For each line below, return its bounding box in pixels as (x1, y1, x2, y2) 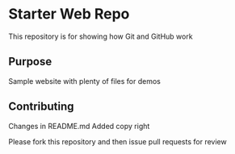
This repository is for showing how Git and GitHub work (8, 31, 193, 41)
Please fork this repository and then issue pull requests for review (8, 136, 228, 146)
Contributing (8, 100, 74, 114)
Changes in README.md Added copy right (8, 121, 150, 131)
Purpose (8, 55, 52, 69)
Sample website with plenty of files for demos (8, 76, 162, 85)
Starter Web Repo (8, 5, 130, 23)
